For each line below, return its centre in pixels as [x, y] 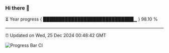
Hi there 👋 [18, 8]
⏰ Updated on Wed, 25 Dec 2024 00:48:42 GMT [56, 35]
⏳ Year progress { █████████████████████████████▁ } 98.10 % [81, 19]
